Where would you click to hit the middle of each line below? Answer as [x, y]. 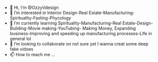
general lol [20, 39]
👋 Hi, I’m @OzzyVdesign [34, 8]
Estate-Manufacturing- [112, 13]
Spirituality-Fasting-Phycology [40, 18]
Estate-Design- [137, 23]
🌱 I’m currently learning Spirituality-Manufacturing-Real [65, 23]
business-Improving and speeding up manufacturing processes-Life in [81, 33]
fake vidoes [21, 49]
